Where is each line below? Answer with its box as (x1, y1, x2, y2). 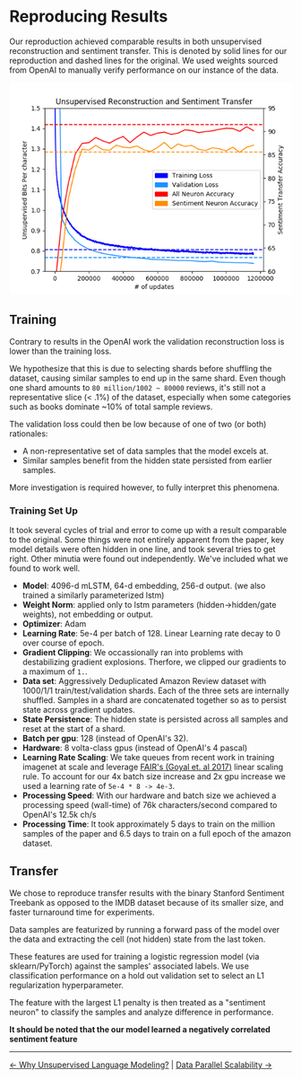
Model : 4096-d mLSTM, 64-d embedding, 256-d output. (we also (21, 581, 266, 592)
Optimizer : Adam (21, 618, 87, 629)
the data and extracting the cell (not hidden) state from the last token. (9, 934, 266, 944)
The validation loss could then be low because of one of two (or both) (9, 418, 267, 429)
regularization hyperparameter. (9, 979, 124, 990)
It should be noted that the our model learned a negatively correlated (9, 1023, 271, 1034)
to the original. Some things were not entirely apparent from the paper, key (9, 534, 285, 545)
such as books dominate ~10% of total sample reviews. (9, 401, 213, 412)
